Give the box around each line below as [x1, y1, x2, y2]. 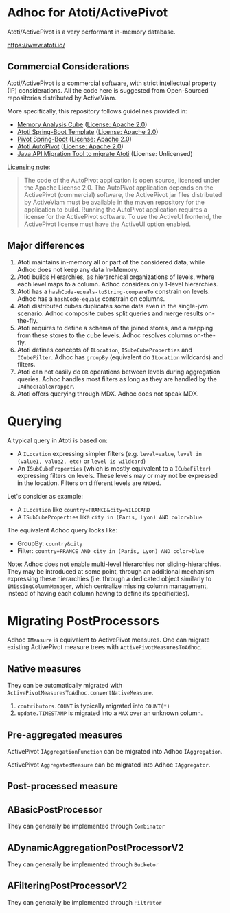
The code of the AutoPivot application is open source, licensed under [23, 176, 220, 184]
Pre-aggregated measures [7, 729, 123, 741]
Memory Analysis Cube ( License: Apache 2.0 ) [16, 120, 148, 128]
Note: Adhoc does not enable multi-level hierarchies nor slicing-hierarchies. [7, 560, 222, 568]
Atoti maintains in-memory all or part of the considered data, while [16, 258, 205, 266]
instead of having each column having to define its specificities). [7, 589, 190, 597]
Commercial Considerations [7, 60, 130, 73]
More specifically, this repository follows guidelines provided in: [7, 106, 187, 115]
